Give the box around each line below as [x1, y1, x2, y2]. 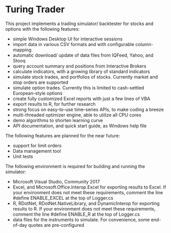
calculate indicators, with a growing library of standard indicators [12, 68, 150, 75]
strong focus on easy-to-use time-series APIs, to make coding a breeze [12, 106, 164, 112]
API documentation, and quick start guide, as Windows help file [12, 123, 147, 129]
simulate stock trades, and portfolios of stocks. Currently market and [12, 74, 158, 80]
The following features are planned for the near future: [5, 132, 120, 138]
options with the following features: [5, 26, 80, 32]
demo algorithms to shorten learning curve [12, 117, 103, 123]
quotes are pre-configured [28, 222, 84, 228]
